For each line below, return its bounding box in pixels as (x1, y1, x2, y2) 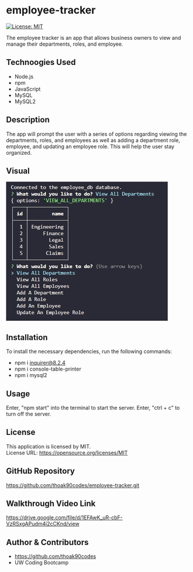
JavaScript (14, 85, 41, 93)
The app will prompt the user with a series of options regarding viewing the (6, 130, 187, 138)
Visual (6, 166, 30, 176)
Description (6, 115, 50, 125)
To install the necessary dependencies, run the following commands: (6, 348, 173, 355)
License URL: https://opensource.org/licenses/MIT (6, 449, 128, 456)
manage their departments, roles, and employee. (6, 40, 123, 47)
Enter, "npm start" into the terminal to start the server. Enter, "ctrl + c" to (6, 405, 180, 411)
